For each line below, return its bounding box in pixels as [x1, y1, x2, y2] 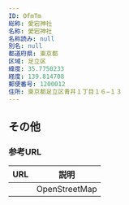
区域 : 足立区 [8, 58, 46, 66]
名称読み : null [8, 34, 55, 43]
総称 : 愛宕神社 [8, 20, 53, 28]
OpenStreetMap [36, 184, 97, 195]
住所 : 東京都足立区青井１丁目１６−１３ [8, 87, 123, 96]
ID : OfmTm [8, 11, 42, 20]
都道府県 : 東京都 [8, 50, 58, 58]
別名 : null [8, 42, 43, 50]
